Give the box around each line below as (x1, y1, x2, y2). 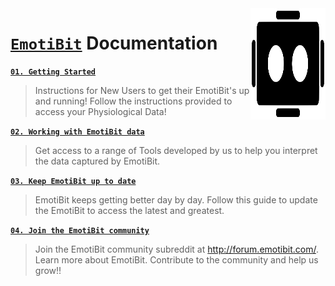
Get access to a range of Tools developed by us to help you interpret (34, 144, 318, 156)
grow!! (34, 264, 62, 276)
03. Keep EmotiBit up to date (10, 176, 137, 186)
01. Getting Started (10, 67, 97, 77)
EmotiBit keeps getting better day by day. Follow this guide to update (34, 193, 318, 206)
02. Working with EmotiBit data (10, 127, 145, 137)
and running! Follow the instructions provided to (34, 95, 233, 107)
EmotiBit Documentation (10, 32, 218, 55)
